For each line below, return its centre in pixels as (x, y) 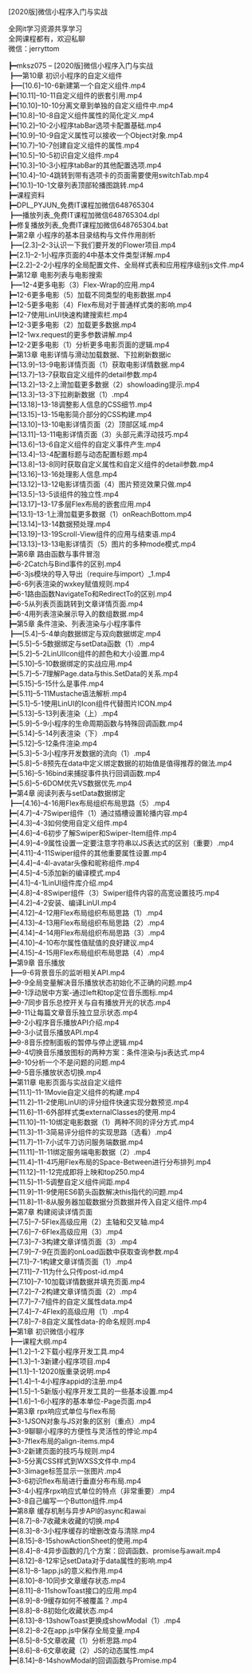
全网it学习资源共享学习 (45, 29)
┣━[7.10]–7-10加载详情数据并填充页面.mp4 (77, 1281)
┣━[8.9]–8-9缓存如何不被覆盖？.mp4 (68, 1600)
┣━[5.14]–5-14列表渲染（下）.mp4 (63, 733)
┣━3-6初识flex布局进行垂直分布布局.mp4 (75, 1481)
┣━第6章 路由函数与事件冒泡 (54, 554)
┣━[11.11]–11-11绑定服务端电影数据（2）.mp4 (80, 1152)
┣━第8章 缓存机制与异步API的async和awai (77, 1511)
